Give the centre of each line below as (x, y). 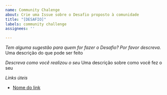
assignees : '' (20, 29)
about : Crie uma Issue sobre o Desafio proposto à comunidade (72, 15)
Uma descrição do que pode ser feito (44, 53)
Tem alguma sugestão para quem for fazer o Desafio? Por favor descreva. (83, 47)
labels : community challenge (36, 24)
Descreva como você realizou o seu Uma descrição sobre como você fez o (84, 63)
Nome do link (26, 88)
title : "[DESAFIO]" (26, 19)
